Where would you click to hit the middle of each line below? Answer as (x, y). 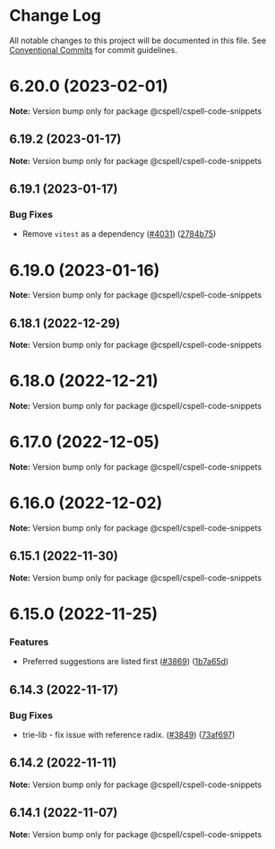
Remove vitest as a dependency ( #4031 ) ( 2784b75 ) (119, 234)
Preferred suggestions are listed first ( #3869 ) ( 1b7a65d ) (125, 662)
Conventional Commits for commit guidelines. (93, 49)
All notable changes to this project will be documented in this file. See (138, 40)
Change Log (55, 16)
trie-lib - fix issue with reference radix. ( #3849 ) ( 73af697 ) (129, 734)
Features (29, 642)
